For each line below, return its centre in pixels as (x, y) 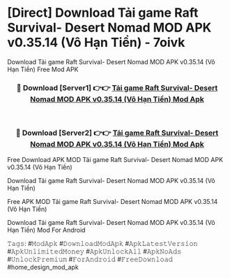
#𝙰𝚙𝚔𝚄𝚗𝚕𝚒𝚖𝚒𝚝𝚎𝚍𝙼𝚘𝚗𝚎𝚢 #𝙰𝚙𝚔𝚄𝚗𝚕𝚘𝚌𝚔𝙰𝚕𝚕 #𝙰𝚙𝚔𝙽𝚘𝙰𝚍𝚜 (94, 251)
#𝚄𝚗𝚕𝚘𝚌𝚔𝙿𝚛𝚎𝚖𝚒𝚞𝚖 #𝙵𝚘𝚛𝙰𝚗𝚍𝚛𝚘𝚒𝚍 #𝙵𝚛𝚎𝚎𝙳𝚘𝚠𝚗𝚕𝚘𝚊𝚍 (90, 259)
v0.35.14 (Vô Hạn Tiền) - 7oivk (96, 43)
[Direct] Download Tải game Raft (103, 13)
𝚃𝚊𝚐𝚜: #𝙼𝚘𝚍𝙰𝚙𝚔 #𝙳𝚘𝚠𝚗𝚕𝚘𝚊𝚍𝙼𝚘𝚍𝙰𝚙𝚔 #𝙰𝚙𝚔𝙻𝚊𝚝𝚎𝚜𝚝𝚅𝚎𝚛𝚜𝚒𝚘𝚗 (103, 243)
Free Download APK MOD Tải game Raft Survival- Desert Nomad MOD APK (115, 159)
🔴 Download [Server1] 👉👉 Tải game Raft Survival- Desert (117, 87)
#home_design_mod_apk (43, 267)
